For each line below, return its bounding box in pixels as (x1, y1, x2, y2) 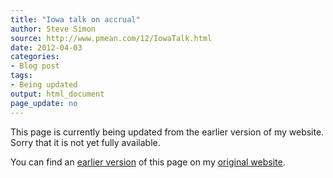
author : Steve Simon (10, 24, 97, 34)
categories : (10, 52, 60, 62)
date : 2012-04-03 (10, 42, 83, 53)
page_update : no (10, 98, 78, 108)
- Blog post (10, 61, 60, 71)
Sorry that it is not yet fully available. (10, 136, 161, 148)
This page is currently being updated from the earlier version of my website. (10, 126, 325, 138)
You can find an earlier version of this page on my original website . (10, 156, 286, 168)
